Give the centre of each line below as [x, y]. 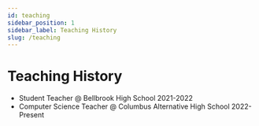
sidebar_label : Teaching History [62, 30]
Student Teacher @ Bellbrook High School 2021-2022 [106, 98]
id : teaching [29, 15]
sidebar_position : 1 [41, 23]
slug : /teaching [34, 37]
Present [31, 115]
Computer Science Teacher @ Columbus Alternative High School [124, 106]
